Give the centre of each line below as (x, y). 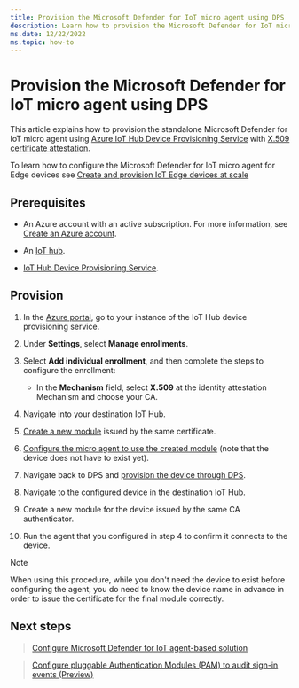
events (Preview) (63, 674)
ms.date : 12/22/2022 (48, 34)
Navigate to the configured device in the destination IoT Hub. (134, 492)
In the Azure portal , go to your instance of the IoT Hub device (135, 317)
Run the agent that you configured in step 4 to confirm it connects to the (155, 536)
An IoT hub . (44, 250)
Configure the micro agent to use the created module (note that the (146, 448)
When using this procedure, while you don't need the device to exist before (148, 579)
